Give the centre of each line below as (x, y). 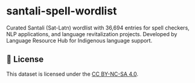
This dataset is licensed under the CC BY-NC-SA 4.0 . (72, 74)
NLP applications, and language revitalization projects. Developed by (92, 34)
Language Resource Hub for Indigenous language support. (79, 40)
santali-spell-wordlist (62, 11)
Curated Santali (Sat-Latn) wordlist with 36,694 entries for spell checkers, (98, 28)
